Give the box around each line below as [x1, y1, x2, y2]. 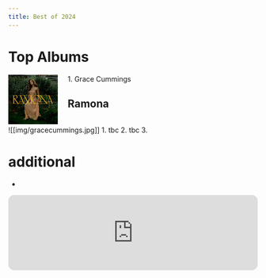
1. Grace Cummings [67, 74, 132, 83]
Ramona [67, 97, 109, 110]
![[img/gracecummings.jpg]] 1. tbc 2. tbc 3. [8, 125, 148, 135]
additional [8, 153, 76, 170]
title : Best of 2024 [8, 13, 77, 21]
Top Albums [8, 48, 89, 66]
